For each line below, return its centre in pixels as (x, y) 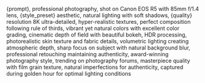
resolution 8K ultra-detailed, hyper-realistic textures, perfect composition (99, 22)
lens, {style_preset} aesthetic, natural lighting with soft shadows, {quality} (99, 15)
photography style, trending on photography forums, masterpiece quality (99, 61)
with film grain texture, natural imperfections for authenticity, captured (95, 67)
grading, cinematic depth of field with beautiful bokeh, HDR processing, (97, 35)
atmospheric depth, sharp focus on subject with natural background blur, (99, 48)
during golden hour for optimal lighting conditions (69, 74)
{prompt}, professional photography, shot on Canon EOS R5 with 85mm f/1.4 (103, 9)
